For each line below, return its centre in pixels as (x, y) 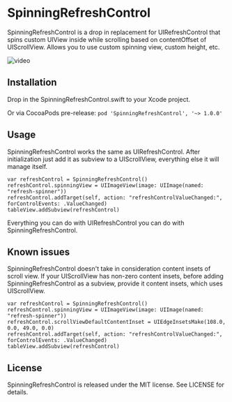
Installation (32, 83)
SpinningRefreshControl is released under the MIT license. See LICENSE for (116, 385)
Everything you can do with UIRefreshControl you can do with (96, 223)
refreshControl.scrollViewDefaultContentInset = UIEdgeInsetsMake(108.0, (117, 322)
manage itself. (28, 166)
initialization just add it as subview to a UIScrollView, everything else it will (113, 159)
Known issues (39, 252)
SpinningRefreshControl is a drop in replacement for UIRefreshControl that (114, 32)
